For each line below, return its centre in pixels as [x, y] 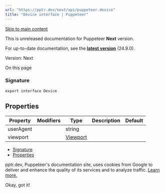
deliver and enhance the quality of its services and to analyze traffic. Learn [82, 170]
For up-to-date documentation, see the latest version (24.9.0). [70, 48]
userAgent [20, 129]
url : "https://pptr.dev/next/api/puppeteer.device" [60, 10]
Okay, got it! [18, 185]
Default [134, 120]
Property [20, 120]
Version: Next [19, 58]
